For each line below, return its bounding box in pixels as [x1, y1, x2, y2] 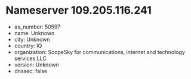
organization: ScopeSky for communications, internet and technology [14, 48, 186, 55]
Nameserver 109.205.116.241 [5, 4, 152, 17]
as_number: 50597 [14, 23, 61, 30]
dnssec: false [14, 67, 48, 74]
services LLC [14, 55, 47, 62]
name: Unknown [14, 29, 55, 36]
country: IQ [14, 42, 42, 49]
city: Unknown [14, 36, 50, 43]
